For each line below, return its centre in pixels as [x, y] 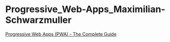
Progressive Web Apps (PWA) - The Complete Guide [61, 34]
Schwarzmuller [39, 20]
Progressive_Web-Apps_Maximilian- [85, 9]
